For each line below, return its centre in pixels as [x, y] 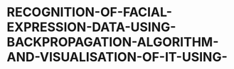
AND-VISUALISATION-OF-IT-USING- [117, 57]
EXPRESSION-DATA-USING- [91, 27]
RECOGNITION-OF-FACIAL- [89, 12]
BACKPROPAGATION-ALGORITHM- [113, 42]
